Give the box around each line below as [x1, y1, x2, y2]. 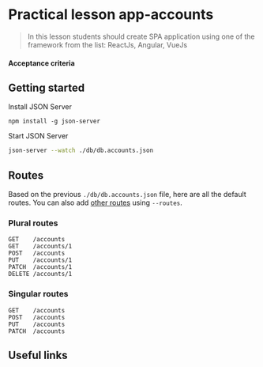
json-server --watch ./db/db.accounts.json [8, 146, 154, 155]
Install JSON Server [8, 102, 73, 112]
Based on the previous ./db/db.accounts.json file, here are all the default [8, 190, 246, 199]
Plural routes [8, 218, 58, 229]
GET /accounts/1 [8, 243, 73, 251]
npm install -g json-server [8, 117, 101, 126]
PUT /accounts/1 [8, 256, 73, 264]
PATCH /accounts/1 [8, 263, 73, 271]
